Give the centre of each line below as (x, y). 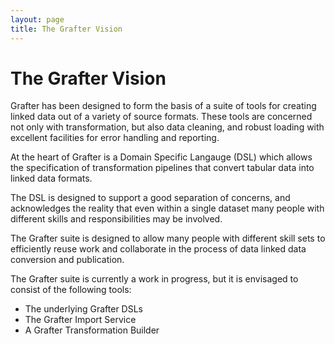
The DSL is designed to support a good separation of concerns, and (150, 198)
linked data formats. (51, 178)
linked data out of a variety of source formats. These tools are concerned (161, 117)
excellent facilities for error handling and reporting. (115, 138)
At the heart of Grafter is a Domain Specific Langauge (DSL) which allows (161, 157)
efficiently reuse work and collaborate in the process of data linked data (158, 249)
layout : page (37, 19)
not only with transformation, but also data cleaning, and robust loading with (167, 127)
